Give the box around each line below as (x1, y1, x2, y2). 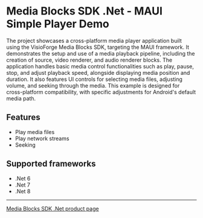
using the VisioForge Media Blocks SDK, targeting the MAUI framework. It (6, 43, 189, 51)
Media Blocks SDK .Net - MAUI (6, 4, 163, 18)
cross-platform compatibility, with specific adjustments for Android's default (6, 88, 196, 95)
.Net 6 (14, 175, 31, 182)
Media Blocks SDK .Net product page (6, 205, 99, 212)
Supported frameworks (6, 159, 96, 169)
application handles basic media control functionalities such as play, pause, (6, 62, 195, 70)
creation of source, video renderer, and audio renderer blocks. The (6, 56, 173, 63)
